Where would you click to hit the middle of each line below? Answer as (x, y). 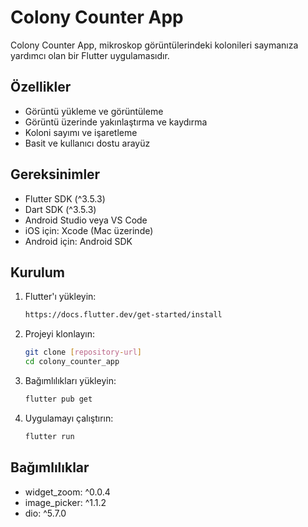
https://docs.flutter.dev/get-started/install (123, 315)
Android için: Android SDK (78, 241)
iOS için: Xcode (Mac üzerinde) (89, 230)
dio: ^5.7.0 (45, 513)
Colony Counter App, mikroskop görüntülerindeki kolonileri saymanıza (154, 45)
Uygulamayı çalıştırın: (69, 418)
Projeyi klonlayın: (59, 334)
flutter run (49, 436)
